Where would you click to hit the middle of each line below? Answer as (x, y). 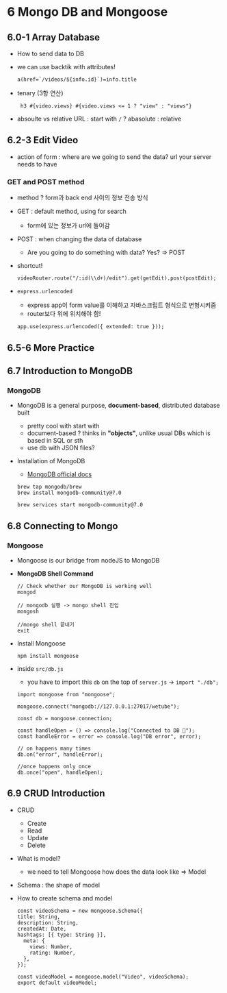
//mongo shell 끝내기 (45, 624)
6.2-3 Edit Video (43, 140)
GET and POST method (46, 182)
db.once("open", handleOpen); (60, 772)
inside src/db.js (40, 668)
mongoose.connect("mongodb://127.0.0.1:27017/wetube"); (98, 707)
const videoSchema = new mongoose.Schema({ (80, 911)
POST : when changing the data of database (79, 239)
